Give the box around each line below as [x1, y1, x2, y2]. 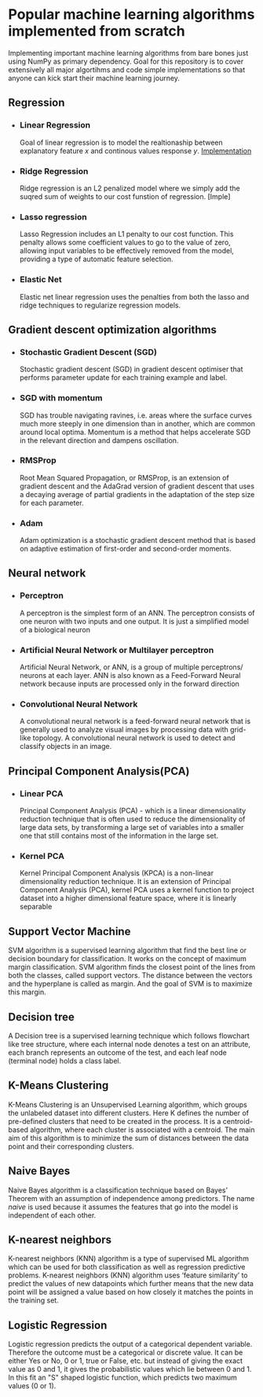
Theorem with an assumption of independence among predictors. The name [8, 1193, 255, 1203]
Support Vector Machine [8, 924, 131, 938]
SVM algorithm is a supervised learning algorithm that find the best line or [8, 945, 247, 955]
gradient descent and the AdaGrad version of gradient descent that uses [19, 481, 255, 491]
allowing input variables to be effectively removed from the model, [19, 246, 234, 256]
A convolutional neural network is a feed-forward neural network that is [19, 717, 251, 726]
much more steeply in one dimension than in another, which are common [19, 418, 256, 428]
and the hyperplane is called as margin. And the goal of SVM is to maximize [8, 979, 253, 989]
